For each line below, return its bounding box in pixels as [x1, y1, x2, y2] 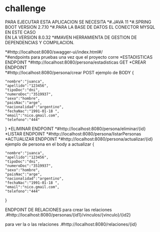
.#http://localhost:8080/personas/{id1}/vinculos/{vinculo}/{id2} [5, 212, 131, 217]
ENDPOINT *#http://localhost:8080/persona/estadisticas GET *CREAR [5, 59, 146, 65]
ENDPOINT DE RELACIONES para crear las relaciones [5, 207, 112, 213]
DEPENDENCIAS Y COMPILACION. [5, 39, 75, 45]
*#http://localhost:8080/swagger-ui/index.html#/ [5, 49, 103, 55]
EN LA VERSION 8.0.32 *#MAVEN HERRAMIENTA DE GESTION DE [5, 34, 137, 40]
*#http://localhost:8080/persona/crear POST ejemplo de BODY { [5, 69, 134, 75]
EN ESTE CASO [5, 29, 36, 35]
